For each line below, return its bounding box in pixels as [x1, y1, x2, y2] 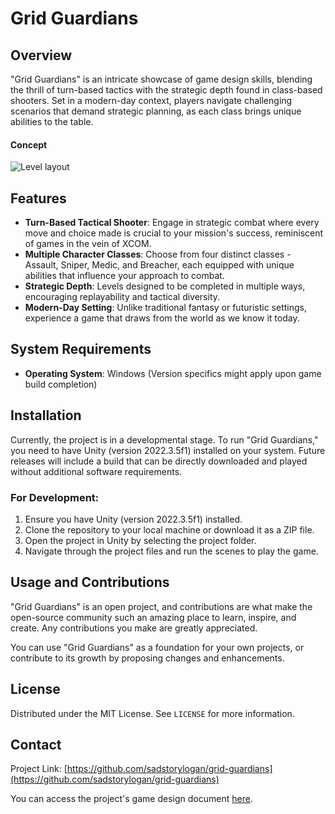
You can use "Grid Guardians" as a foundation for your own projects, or [10, 641, 305, 653]
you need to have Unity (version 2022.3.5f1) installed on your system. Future [10, 444, 326, 456]
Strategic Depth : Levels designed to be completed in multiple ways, [24, 280, 306, 292]
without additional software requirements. [10, 465, 183, 477]
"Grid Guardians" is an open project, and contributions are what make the [10, 600, 313, 612]
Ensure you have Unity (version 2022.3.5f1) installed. [24, 513, 243, 525]
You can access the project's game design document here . [10, 793, 253, 805]
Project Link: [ [10, 763, 68, 775]
